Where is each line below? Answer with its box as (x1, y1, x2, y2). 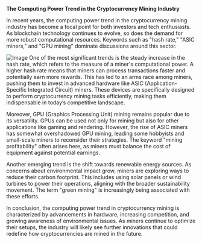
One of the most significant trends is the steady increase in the (29, 54, 186, 61)
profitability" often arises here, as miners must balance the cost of (6, 143, 171, 150)
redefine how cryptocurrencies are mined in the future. (6, 230, 143, 237)
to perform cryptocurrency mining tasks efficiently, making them (6, 93, 167, 99)
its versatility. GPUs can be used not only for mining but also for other (6, 117, 179, 124)
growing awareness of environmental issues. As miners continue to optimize (6, 217, 196, 224)
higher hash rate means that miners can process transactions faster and (6, 67, 186, 74)
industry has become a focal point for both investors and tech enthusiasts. (6, 24, 191, 30)
